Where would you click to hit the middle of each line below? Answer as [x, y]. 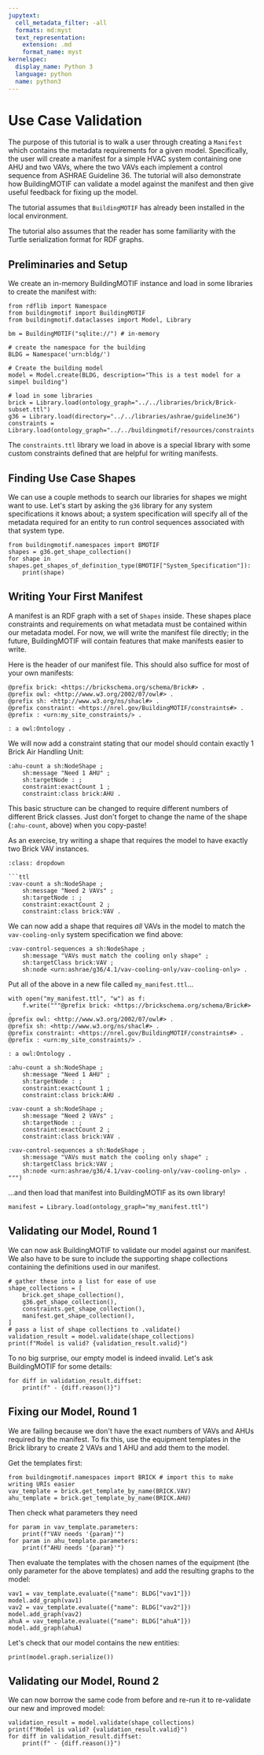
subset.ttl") [29, 410]
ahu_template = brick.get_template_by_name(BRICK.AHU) [100, 1498]
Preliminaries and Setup [68, 264]
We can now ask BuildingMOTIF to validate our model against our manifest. [130, 1250]
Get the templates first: [45, 1463]
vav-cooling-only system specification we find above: [95, 934]
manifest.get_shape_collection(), [79, 1316]
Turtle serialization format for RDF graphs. [76, 240]
